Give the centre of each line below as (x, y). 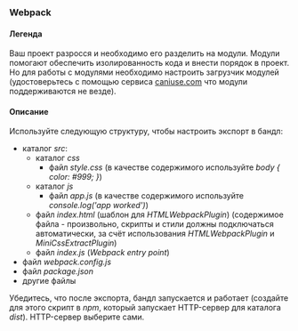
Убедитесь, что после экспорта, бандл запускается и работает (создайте (149, 298)
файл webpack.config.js (67, 262)
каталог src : (45, 149)
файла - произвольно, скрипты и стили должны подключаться (154, 224)
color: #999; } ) (75, 177)
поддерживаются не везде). (63, 92)
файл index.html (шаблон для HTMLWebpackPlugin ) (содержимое (160, 214)
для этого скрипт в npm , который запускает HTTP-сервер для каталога (145, 308)
